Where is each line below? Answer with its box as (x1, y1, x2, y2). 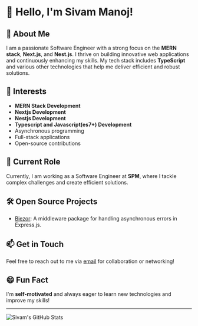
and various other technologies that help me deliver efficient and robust (6, 63, 180, 70)
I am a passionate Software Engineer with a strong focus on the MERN (6, 44, 177, 51)
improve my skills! (6, 297, 50, 304)
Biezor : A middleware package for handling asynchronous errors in (14, 215, 178, 222)
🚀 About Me (6, 29, 50, 39)
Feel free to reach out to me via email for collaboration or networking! (6, 258, 175, 265)
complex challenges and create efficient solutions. (6, 179, 128, 186)
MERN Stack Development (14, 102, 81, 109)
